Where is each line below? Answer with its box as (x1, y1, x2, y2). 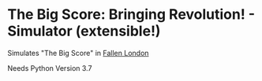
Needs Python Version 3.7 (7, 63, 92, 72)
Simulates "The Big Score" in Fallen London (7, 48, 149, 57)
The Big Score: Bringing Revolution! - (7, 6, 256, 24)
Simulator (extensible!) (7, 22, 161, 40)
